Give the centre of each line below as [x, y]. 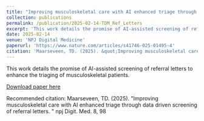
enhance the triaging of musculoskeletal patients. [68, 75]
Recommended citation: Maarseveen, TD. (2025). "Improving [83, 98]
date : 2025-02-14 [28, 34]
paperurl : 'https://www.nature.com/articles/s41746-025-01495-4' [90, 46]
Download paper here [33, 87]
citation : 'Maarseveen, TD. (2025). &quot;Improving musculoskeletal [96, 51]
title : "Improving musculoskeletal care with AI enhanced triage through [102, 12]
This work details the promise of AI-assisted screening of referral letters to [100, 68]
